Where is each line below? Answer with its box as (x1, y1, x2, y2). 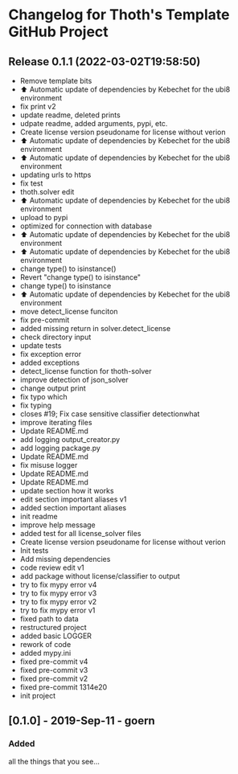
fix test (19, 178, 43, 188)
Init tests (19, 546, 49, 555)
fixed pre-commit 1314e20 (19, 682, 108, 692)
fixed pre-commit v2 (19, 674, 88, 683)
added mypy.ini (19, 649, 72, 657)
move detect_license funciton (19, 307, 118, 316)
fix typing (19, 400, 52, 410)
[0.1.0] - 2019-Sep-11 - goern (8, 714, 155, 728)
